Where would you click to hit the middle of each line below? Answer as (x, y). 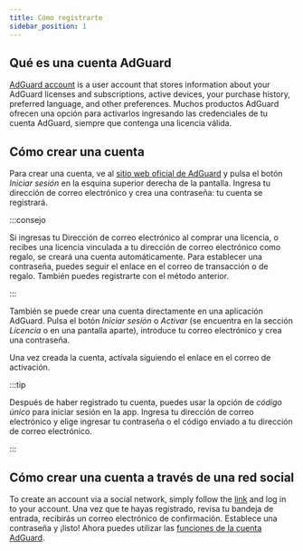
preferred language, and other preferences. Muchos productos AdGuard (144, 104)
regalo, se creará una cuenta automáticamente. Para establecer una (136, 257)
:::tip (18, 385)
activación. (30, 367)
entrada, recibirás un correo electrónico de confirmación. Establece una (143, 518)
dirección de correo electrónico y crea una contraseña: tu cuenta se (136, 193)
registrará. (28, 203)
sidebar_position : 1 (48, 26)
